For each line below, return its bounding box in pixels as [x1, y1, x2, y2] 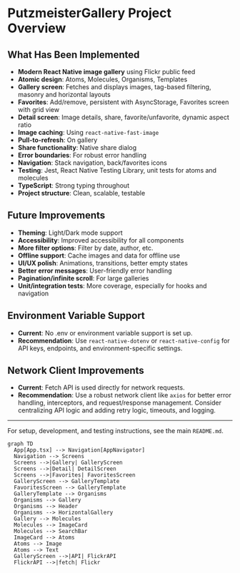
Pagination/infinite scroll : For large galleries [17, 273, 149, 283]
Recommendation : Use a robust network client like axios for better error [17, 391, 232, 400]
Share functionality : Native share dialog [17, 143, 137, 151]
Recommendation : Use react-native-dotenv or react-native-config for [17, 336, 230, 345]
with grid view [17, 106, 59, 113]
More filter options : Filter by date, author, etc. [17, 243, 154, 252]
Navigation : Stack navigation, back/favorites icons [17, 158, 168, 167]
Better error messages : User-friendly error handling [17, 266, 173, 275]
